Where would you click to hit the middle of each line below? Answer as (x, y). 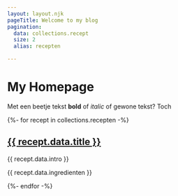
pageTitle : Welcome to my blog (53, 20)
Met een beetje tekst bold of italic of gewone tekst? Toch (89, 106)
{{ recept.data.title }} (54, 142)
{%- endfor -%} (30, 185)
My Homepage (51, 87)
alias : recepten (37, 46)
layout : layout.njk (36, 14)
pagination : (24, 27)
